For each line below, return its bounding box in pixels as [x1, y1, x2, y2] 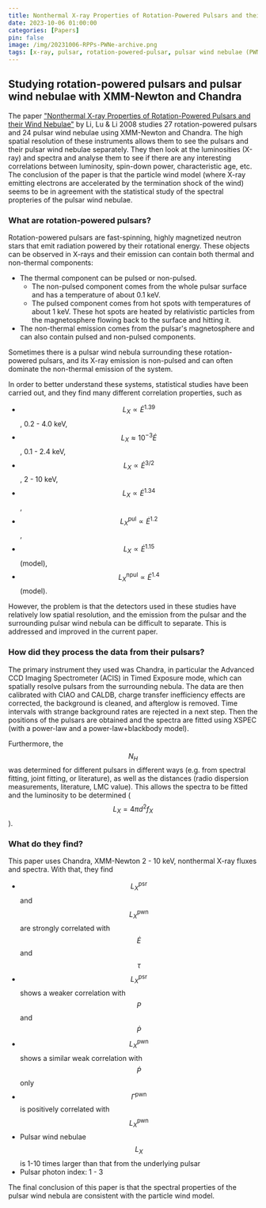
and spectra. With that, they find [8, 865, 113, 874]
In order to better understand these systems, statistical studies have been [8, 380, 249, 389]
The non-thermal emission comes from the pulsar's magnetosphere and [19, 324, 255, 333]
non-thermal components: [8, 258, 93, 267]
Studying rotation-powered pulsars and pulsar [8, 78, 242, 91]
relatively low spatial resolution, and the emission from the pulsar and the [8, 610, 247, 619]
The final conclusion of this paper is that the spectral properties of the [8, 1182, 237, 1191]
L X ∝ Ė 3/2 [123, 460, 154, 471]
